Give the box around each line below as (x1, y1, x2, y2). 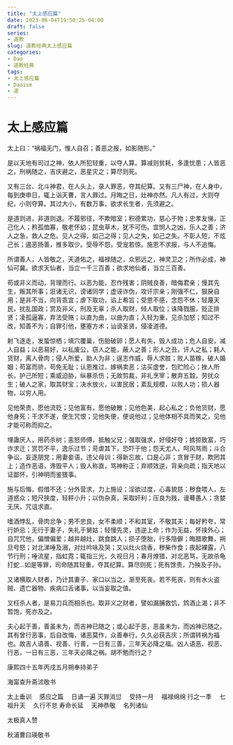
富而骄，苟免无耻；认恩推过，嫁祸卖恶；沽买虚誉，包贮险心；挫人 (25, 362, 214, 371)
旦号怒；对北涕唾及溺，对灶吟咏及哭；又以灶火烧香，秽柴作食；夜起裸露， (7, 543, 220, 552)
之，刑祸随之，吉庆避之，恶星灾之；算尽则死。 (7, 167, 141, 176)
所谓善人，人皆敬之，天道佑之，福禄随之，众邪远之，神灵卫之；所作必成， (7, 255, 220, 264)
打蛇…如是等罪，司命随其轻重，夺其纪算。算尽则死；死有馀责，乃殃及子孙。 (7, 560, 225, 569)
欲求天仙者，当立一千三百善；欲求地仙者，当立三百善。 (31, 264, 189, 272)
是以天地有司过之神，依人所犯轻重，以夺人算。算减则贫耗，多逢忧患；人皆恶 (7, 159, 226, 167)
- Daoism (7, 81, 33, 88)
